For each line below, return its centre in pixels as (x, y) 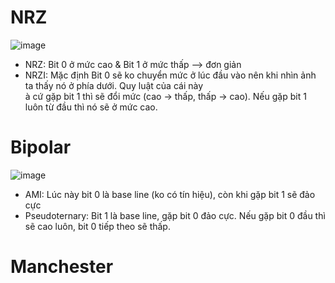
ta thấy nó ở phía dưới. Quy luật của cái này (114, 85)
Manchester (62, 267)
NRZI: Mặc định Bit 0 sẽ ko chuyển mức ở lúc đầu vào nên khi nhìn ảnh (170, 75)
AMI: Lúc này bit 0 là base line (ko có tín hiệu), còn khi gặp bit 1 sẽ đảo (170, 194)
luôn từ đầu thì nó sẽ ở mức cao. (91, 107)
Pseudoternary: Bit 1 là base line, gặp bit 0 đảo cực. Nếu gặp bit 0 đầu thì (175, 215)
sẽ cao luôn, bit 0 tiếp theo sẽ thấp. (97, 226)
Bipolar (41, 147)
